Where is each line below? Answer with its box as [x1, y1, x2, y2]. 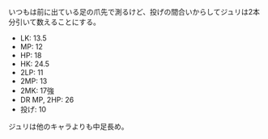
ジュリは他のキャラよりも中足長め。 [8, 122, 129, 131]
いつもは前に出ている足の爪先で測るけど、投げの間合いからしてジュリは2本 [8, 7, 261, 16]
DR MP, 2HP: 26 [19, 95, 74, 104]
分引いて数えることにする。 [8, 17, 101, 27]
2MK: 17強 [19, 86, 54, 95]
